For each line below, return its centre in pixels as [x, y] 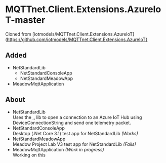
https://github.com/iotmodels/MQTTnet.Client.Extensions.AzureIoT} [77, 39]
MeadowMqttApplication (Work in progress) [58, 149]
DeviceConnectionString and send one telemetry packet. [72, 123]
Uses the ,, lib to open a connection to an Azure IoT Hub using [77, 117]
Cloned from [18, 34]
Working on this [29, 155]
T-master [25, 20]
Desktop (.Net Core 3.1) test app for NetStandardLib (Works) [75, 133]
